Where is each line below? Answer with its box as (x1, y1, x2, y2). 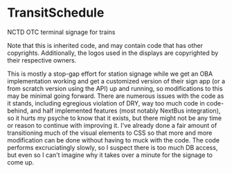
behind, (7, 106, 29, 115)
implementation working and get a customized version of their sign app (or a (7, 76, 226, 85)
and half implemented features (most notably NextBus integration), (30, 106, 221, 115)
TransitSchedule (7, 5, 105, 21)
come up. (7, 158, 35, 166)
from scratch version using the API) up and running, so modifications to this (7, 84, 223, 92)
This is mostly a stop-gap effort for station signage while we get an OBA (7, 69, 213, 78)
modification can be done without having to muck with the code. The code (7, 135, 220, 144)
